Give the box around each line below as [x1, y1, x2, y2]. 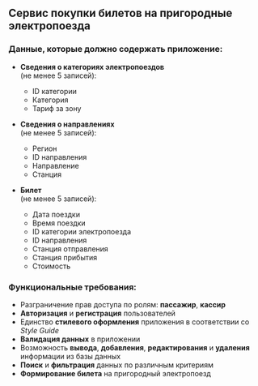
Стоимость [32, 261, 71, 271]
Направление [32, 161, 79, 170]
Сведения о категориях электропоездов [19, 62, 164, 71]
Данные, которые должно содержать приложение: [8, 44, 223, 55]
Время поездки [32, 218, 87, 228]
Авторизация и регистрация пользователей [19, 308, 176, 318]
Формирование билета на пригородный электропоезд [19, 368, 212, 378]
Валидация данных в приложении [19, 334, 141, 344]
